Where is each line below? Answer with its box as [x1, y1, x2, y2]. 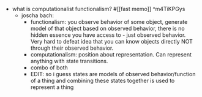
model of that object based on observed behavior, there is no [30, 25, 185, 32]
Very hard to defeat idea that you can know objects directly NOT [30, 38, 193, 45]
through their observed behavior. [30, 44, 114, 52]
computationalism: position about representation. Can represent [30, 51, 192, 58]
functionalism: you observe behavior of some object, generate [30, 18, 188, 25]
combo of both [30, 64, 69, 71]
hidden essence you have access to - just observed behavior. [30, 31, 186, 39]
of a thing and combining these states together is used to [30, 77, 175, 84]
